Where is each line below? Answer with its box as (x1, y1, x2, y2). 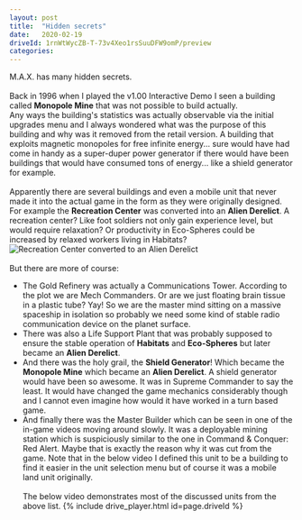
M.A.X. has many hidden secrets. (9, 71, 133, 82)
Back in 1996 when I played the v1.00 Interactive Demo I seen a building (9, 91, 276, 102)
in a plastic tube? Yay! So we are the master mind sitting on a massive (22, 299, 281, 311)
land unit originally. (22, 472, 93, 483)
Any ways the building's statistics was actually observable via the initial (9, 110, 275, 121)
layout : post (9, 13, 59, 23)
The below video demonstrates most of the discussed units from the (22, 491, 277, 502)
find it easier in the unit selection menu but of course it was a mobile (22, 462, 277, 473)
